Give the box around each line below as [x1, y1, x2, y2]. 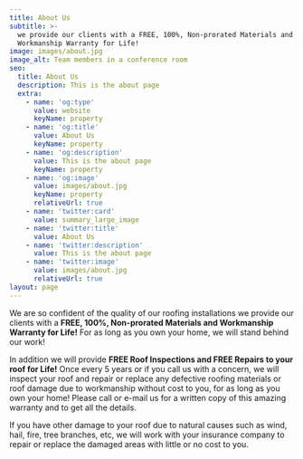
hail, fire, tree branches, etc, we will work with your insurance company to [9, 429, 285, 440]
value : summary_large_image [33, 215, 140, 225]
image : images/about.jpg [9, 47, 103, 56]
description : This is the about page [17, 81, 160, 90]
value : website [33, 106, 91, 115]
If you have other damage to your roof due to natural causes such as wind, [9, 419, 288, 430]
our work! [9, 336, 45, 347]
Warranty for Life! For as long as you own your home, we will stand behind [9, 327, 289, 338]
